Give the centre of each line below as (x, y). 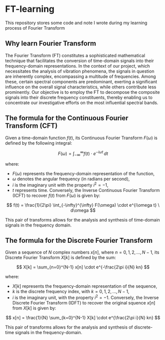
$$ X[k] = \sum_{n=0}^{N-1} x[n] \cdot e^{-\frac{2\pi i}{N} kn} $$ (83, 267)
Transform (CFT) (31, 126)
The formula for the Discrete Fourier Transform (79, 241)
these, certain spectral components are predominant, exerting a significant (81, 81)
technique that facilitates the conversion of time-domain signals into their (80, 61)
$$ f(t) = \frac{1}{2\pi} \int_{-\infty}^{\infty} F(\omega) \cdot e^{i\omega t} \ (83, 205)
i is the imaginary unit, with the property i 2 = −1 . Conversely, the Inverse (85, 297)
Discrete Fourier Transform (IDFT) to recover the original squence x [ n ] (84, 303)
